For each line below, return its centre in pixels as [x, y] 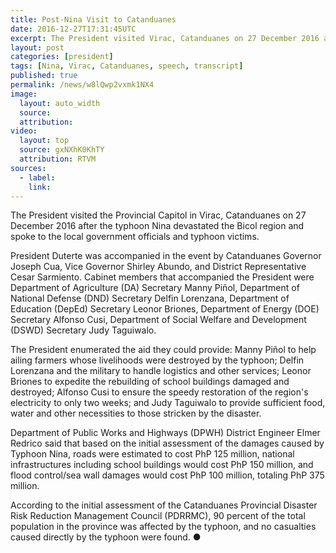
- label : [37, 177]
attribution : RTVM [58, 159]
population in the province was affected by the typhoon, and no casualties [163, 527]
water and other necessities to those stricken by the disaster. [136, 413]
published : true [44, 76]
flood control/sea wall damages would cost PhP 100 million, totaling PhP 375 [167, 475]
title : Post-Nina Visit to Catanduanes [93, 19]
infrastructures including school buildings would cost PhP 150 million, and [162, 465]
